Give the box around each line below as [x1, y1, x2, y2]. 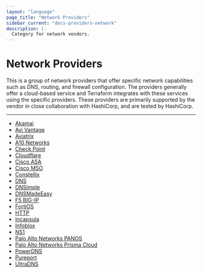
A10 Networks [14, 139, 50, 146]
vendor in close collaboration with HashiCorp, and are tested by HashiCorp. [6, 103, 194, 110]
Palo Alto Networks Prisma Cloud [14, 241, 97, 248]
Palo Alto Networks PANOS [14, 235, 82, 242]
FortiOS [14, 203, 34, 210]
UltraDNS [14, 260, 39, 268]
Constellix [14, 171, 40, 178]
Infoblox [14, 222, 35, 229]
